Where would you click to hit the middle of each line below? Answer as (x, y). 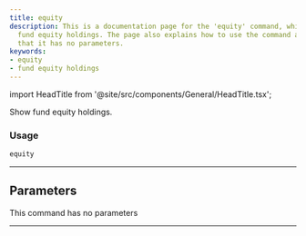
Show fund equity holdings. (61, 112)
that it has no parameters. (71, 43)
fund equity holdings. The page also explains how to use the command (154, 34)
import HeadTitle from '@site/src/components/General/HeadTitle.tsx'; (141, 94)
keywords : (28, 52)
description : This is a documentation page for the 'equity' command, (146, 26)
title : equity (36, 18)
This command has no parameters (74, 212)
